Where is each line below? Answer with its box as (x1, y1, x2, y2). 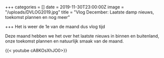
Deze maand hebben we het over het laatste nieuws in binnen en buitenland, (5, 33, 160, 39)
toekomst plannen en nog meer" (5, 14, 70, 20)
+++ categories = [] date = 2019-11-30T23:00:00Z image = (5, 4, 124, 10)
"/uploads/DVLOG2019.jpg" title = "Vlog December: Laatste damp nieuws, (5, 9, 154, 15)
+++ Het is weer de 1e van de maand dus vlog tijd (5, 24, 105, 29)
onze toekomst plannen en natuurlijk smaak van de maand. (5, 38, 124, 44)
